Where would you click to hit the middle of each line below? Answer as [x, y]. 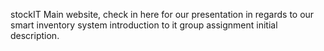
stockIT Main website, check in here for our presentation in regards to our [162, 14]
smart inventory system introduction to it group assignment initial [144, 25]
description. [35, 35]
